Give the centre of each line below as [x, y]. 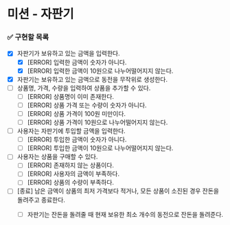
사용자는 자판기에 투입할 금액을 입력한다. [71, 131]
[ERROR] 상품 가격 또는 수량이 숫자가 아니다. [87, 105]
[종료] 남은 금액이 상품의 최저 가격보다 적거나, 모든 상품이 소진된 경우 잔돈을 [118, 191]
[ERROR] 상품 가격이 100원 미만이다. [76, 113]
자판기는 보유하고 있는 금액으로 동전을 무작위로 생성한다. [92, 79]
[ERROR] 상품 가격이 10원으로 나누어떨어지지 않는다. [97, 122]
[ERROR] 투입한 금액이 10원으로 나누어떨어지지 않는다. [100, 148]
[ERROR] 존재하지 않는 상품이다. [71, 165]
